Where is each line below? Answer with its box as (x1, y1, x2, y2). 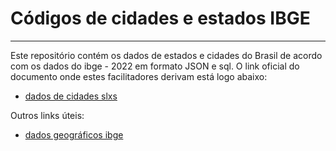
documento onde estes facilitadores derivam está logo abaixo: (10, 70, 268, 82)
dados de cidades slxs (24, 90, 118, 102)
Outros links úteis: (10, 109, 85, 121)
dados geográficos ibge (24, 128, 124, 141)
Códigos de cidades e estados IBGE (10, 7, 311, 30)
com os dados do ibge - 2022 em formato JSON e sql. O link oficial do (10, 60, 300, 72)
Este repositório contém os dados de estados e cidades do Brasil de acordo (10, 49, 323, 61)
